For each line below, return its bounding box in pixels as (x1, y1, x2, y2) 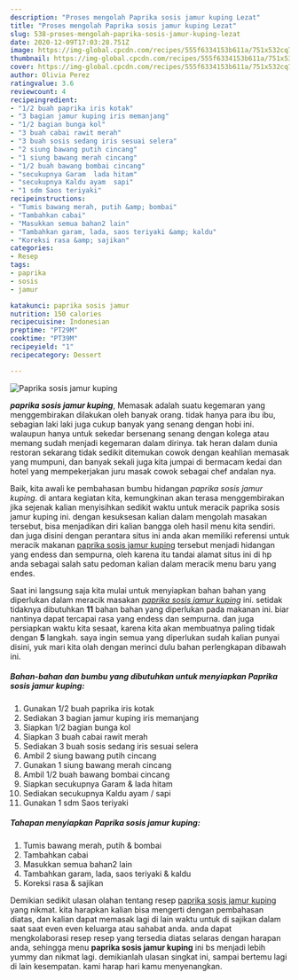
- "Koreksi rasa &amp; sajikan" (10, 236, 130, 245)
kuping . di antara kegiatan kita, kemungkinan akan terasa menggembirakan (10, 492, 285, 503)
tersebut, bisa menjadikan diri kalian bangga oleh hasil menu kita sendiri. (10, 521, 276, 531)
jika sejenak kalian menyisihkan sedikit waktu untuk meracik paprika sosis (10, 502, 280, 513)
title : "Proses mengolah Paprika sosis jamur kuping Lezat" (10, 21, 238, 30)
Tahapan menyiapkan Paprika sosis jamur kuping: (10, 818, 201, 828)
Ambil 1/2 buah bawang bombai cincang (22, 769, 170, 780)
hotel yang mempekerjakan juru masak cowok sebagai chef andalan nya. (10, 466, 277, 476)
